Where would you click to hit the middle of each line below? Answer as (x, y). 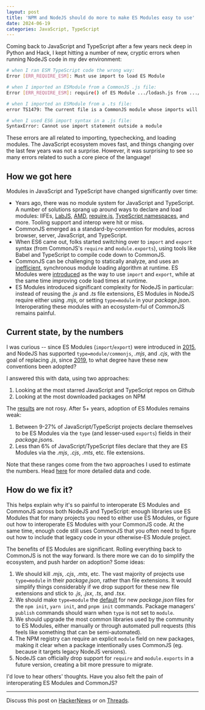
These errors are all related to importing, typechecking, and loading (91, 138)
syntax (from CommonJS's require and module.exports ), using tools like (106, 248)
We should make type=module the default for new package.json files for (104, 600)
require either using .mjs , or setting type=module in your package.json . (103, 300)
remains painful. (35, 313)
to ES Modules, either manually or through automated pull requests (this (106, 625)
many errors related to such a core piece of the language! (79, 157)
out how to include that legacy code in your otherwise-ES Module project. (99, 537)
